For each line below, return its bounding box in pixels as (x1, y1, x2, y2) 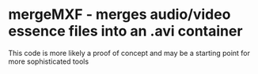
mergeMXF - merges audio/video (8, 6, 231, 24)
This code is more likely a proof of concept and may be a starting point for (8, 48, 251, 57)
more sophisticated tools (8, 57, 89, 66)
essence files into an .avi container (8, 22, 243, 40)
